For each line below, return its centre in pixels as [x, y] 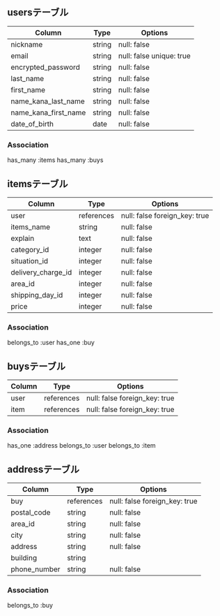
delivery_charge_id [41, 272]
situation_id [30, 261]
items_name [31, 227]
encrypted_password [45, 67]
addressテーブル [44, 469]
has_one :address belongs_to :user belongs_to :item [81, 446]
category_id [30, 249]
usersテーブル [38, 13]
